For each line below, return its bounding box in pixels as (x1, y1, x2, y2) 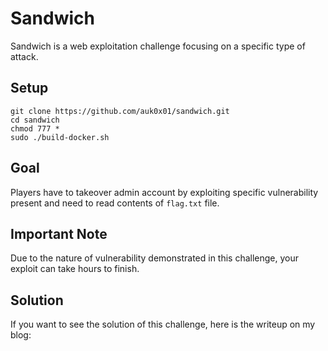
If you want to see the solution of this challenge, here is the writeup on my (10, 318, 316, 331)
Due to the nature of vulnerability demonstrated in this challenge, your (10, 252, 300, 264)
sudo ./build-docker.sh (10, 132, 110, 142)
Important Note (10, 225, 108, 242)
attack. (10, 50, 39, 62)
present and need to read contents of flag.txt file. (10, 197, 220, 209)
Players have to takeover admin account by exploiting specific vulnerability (10, 186, 319, 198)
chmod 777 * (10, 123, 60, 134)
